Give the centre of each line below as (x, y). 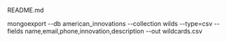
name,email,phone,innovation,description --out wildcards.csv (114, 31)
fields (15, 31)
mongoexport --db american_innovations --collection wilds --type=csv (110, 23)
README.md (26, 10)
